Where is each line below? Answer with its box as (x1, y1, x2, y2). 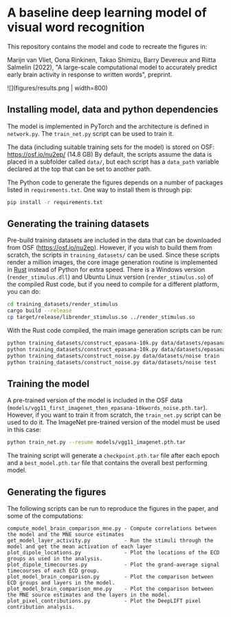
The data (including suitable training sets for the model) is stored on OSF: (7, 143, 215, 151)
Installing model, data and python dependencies (7, 104, 219, 115)
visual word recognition (7, 19, 145, 35)
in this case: (7, 426, 41, 434)
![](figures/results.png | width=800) (7, 84, 108, 92)
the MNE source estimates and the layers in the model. (7, 591, 170, 598)
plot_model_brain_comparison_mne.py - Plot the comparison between (7, 585, 214, 593)
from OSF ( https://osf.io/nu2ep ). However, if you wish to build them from (7, 244, 213, 252)
